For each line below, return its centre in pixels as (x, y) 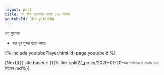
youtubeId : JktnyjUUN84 (30, 19)
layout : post (19, 10)
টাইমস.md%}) (17, 68)
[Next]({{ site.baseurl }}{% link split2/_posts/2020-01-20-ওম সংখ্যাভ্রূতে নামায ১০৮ (82, 63)
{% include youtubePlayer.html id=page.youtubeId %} (61, 53)
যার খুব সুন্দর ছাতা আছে (29, 43)
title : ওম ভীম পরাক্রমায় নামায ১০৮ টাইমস (38, 14)
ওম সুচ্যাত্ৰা (12, 33)
